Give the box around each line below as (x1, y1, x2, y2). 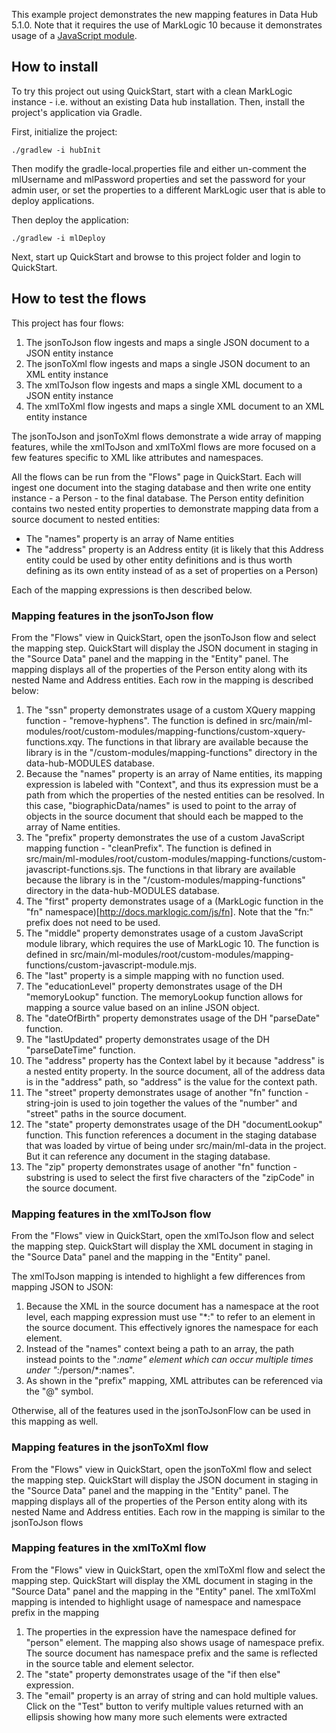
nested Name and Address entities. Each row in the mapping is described (11, 674, 314, 686)
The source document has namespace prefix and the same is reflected (25, 1647, 318, 1659)
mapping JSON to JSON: (11, 1281, 114, 1293)
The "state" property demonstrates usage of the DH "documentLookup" (25, 1118, 323, 1130)
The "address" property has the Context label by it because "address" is (25, 1054, 325, 1066)
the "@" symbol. (25, 1385, 94, 1398)
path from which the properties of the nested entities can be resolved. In (25, 789, 325, 801)
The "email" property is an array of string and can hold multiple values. (25, 1689, 319, 1701)
